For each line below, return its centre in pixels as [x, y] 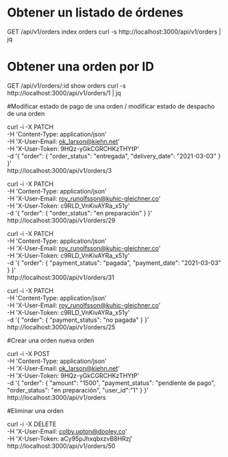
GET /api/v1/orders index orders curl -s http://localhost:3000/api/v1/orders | [114, 32]
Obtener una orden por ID [80, 67]
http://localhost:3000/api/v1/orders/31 [61, 277]
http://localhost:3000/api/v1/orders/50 [61, 446]
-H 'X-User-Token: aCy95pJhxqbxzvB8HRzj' [70, 438]
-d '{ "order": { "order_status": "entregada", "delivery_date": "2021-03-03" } [114, 156]
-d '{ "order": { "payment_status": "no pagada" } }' [78, 320]
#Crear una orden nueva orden [51, 340]
